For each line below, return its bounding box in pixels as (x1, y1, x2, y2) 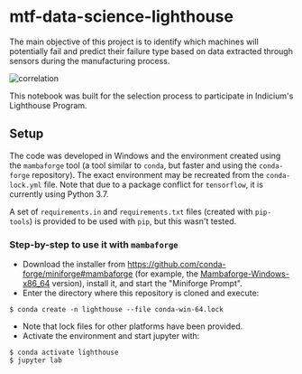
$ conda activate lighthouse (9, 348, 119, 358)
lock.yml (9, 181, 42, 190)
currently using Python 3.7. (9, 188, 109, 200)
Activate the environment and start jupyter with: (22, 331, 200, 341)
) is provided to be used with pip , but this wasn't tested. (29, 215, 237, 227)
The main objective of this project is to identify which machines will (9, 36, 259, 47)
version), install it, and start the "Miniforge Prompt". (51, 278, 243, 289)
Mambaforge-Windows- (199, 268, 290, 279)
